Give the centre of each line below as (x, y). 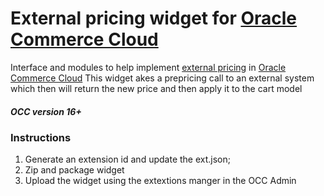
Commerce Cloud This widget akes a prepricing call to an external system (162, 78)
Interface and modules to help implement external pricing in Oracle (148, 67)
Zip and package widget (74, 170)
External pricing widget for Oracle (154, 18)
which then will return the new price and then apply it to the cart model (156, 88)
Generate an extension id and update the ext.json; (127, 159)
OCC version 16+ (46, 111)
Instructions (41, 137)
